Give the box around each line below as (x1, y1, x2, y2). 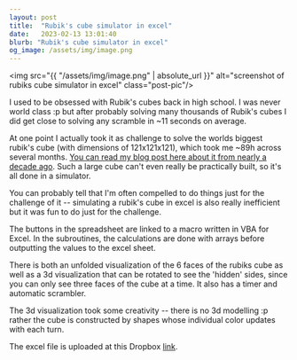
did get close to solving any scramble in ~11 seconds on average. (9, 116, 246, 127)
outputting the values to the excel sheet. (9, 243, 157, 254)
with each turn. (9, 325, 65, 335)
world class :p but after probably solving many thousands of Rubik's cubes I (9, 106, 286, 117)
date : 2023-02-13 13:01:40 (9, 29, 117, 38)
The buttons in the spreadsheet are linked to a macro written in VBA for (9, 223, 270, 235)
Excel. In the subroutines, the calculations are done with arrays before (9, 233, 265, 244)
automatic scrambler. (9, 288, 87, 299)
